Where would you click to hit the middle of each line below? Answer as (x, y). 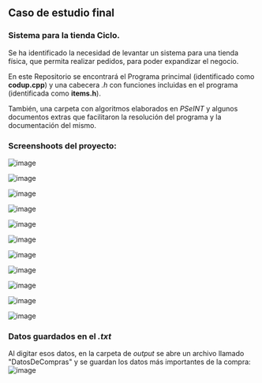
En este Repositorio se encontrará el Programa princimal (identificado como (131, 76)
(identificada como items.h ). (54, 93)
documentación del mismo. (52, 125)
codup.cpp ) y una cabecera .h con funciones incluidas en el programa (123, 84)
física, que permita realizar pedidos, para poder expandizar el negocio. (124, 61)
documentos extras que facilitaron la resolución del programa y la (115, 117)
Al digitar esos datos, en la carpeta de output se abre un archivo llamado (126, 354)
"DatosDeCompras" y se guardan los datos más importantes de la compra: (129, 362)
